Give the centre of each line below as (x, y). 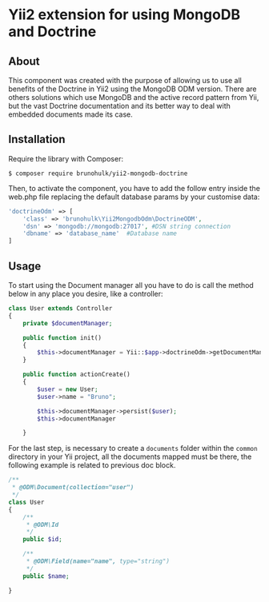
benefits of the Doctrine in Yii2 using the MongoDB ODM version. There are (133, 89)
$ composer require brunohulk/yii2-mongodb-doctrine (98, 173)
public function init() (62, 337)
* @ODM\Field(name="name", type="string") (98, 561)
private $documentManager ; (68, 323)
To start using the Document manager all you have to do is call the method (131, 285)
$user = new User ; (68, 389)
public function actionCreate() (76, 375)
